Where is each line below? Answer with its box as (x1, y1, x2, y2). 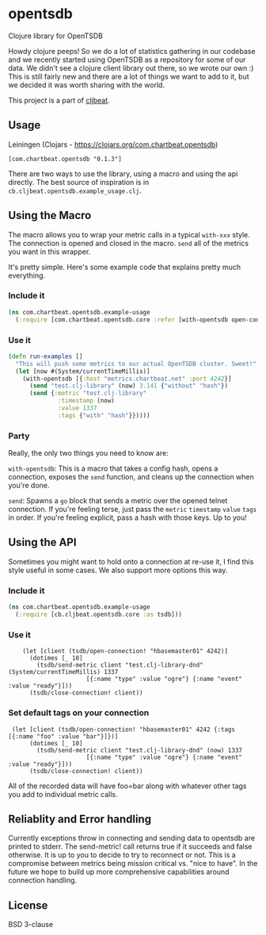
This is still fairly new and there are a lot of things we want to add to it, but (8, 71, 249, 81)
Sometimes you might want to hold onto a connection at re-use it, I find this (8, 556, 254, 566)
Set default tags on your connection (8, 707, 150, 718)
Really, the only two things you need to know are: (8, 448, 169, 458)
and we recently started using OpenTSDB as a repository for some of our (8, 55, 246, 64)
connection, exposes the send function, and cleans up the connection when (8, 472, 255, 482)
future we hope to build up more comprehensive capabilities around (8, 867, 230, 877)
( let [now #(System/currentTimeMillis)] (15, 367, 150, 375)
